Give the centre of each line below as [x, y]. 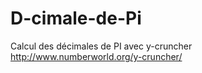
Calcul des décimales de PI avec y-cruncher [101, 46]
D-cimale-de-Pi [76, 18]
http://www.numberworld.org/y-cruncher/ [96, 56]
